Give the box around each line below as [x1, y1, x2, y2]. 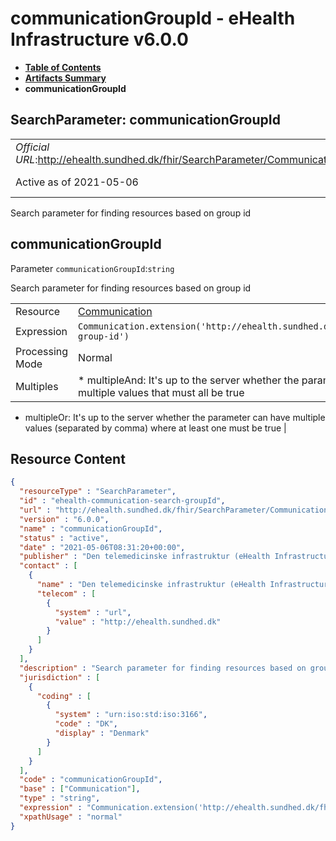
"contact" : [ [19, 561, 78, 571]
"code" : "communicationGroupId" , [19, 775, 163, 785]
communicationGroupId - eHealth [10, 7, 296, 30]
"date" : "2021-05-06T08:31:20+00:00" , [19, 542, 186, 552]
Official [15, 140, 50, 154]
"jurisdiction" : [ [19, 672, 101, 682]
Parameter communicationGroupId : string [10, 262, 175, 274]
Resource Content [10, 450, 126, 467]
